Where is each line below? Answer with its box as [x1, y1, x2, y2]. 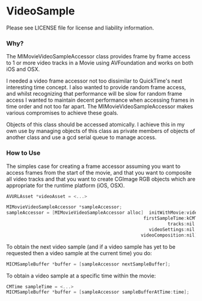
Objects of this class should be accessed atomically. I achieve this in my [6, 121, 185, 128]
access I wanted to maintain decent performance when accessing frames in [6, 96, 194, 104]
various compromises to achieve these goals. [6, 110, 118, 117]
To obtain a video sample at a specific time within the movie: [6, 272, 156, 279]
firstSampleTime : [143, 216, 187, 222]
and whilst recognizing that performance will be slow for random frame [6, 90, 182, 98]
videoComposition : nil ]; [140, 232, 200, 238]
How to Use [6, 149, 41, 157]
